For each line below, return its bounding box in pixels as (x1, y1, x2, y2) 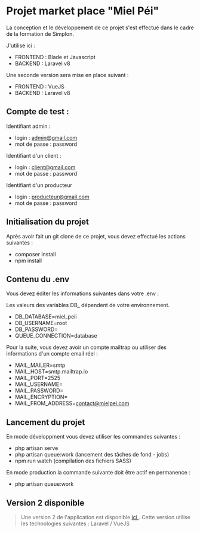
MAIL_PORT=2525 (14, 375, 61, 382)
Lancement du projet (6, 417, 85, 427)
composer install (14, 250, 56, 258)
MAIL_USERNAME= (14, 381, 63, 388)
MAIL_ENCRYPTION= (14, 393, 68, 401)
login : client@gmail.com (14, 163, 76, 171)
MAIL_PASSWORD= (14, 387, 64, 394)
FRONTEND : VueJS (14, 82, 64, 90)
